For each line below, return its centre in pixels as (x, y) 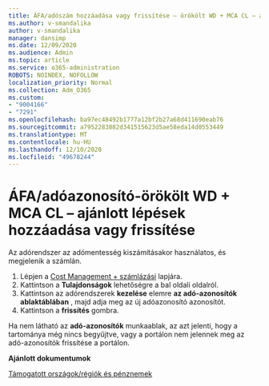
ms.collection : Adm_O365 (50, 90)
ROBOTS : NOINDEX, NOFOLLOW (53, 75)
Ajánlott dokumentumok (50, 358)
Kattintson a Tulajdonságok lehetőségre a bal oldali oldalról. (119, 285)
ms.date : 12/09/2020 (43, 46)
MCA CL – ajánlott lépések (97, 213)
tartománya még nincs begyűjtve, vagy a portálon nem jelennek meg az (126, 334)
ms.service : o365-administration (64, 68)
